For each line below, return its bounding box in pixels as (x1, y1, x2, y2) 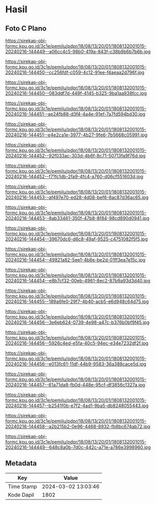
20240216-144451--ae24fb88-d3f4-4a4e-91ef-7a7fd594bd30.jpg (5, 111, 145, 117)
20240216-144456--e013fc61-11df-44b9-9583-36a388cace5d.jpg (5, 361, 146, 367)
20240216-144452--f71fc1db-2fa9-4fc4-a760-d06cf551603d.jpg (5, 173, 144, 179)
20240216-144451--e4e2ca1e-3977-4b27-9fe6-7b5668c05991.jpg (5, 132, 148, 138)
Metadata (5, 459, 37, 468)
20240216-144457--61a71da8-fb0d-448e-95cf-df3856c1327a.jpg (5, 382, 145, 388)
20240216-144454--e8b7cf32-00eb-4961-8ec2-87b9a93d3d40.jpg (5, 278, 150, 284)
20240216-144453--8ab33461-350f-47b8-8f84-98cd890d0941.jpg (5, 215, 150, 221)
